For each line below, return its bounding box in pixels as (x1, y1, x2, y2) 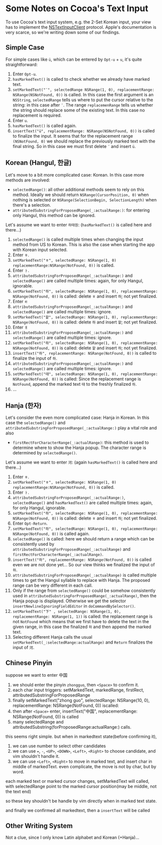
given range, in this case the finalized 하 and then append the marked (12, 624, 151, 630)
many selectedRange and (12, 719, 64, 725)
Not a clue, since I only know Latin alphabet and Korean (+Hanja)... (5, 835, 140, 840)
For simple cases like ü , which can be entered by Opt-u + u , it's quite (5, 56, 143, 62)
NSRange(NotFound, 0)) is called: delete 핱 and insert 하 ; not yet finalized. (12, 345, 158, 351)
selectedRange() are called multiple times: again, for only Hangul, (12, 278, 144, 284)
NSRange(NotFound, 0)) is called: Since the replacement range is (12, 376, 142, 382)
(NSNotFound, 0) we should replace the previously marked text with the (12, 138, 155, 144)
